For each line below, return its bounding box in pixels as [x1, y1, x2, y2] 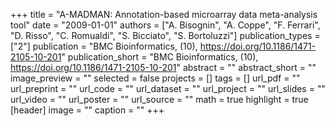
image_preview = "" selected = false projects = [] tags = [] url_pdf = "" [10, 72, 301, 84]
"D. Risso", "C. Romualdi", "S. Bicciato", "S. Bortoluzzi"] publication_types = [10, 30, 321, 41]
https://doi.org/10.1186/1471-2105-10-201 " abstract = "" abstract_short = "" [10, 62, 317, 73]
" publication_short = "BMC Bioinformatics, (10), [61, 51, 259, 63]
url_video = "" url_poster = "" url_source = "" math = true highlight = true [10, 94, 309, 105]
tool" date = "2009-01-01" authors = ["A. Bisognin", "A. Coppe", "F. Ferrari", [10, 19, 321, 31]
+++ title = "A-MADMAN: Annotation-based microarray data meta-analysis [10, 9, 318, 20]
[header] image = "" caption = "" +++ [10, 104, 165, 116]
